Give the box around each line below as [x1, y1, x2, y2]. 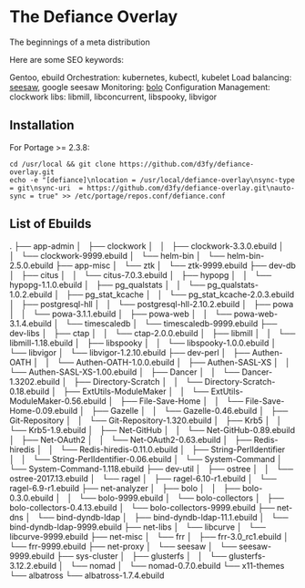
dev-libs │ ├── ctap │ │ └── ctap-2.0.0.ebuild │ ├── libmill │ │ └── [9, 327, 296, 338]
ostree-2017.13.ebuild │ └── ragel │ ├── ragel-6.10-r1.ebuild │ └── [9, 472, 278, 484]
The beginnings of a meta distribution [9, 36, 150, 47]
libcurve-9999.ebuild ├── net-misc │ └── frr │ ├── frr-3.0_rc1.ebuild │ [9, 531, 290, 542]
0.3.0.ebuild [9, 492, 55, 503]
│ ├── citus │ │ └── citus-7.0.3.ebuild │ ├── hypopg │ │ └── [9, 269, 272, 280]
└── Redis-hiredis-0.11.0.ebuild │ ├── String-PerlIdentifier [60, 444, 286, 455]
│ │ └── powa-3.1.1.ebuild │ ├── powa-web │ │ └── [9, 308, 232, 319]
